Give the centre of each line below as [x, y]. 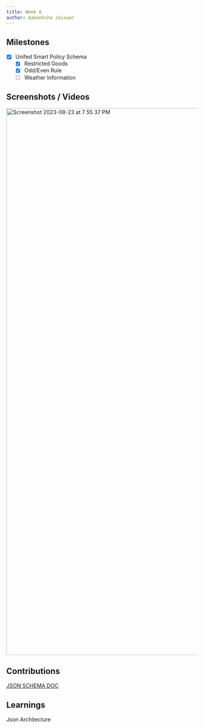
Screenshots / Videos [48, 97]
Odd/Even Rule [43, 70]
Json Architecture [29, 719]
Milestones [28, 42]
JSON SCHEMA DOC [32, 686]
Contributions [33, 671]
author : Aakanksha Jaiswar [40, 18]
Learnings [26, 705]
